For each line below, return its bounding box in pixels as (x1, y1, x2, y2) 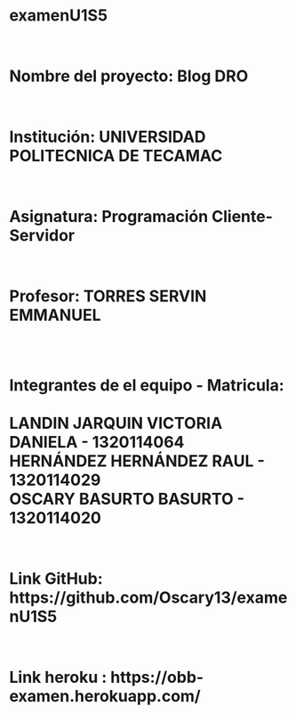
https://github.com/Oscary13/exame (9, 587, 288, 607)
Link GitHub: (9, 568, 103, 588)
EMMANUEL (9, 305, 101, 325)
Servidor (9, 226, 76, 245)
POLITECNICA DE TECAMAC (9, 146, 223, 166)
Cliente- (212, 207, 274, 226)
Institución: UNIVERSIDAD (9, 127, 206, 147)
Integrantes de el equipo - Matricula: (9, 375, 284, 395)
